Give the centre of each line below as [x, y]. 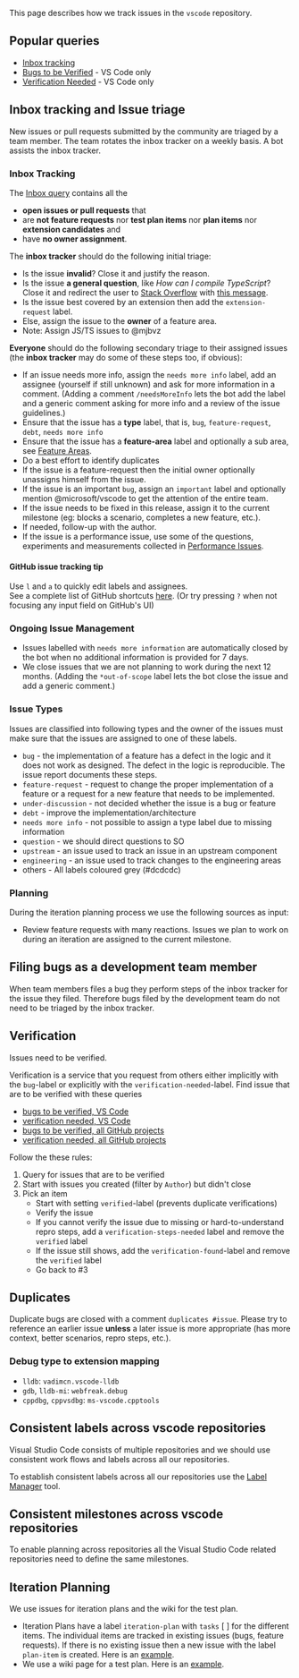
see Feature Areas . [57, 450]
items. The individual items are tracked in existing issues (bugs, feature [153, 1636]
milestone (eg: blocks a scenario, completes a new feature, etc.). [141, 517]
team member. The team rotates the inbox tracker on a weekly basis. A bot [146, 141]
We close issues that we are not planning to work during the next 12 [147, 667]
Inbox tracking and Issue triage [97, 110]
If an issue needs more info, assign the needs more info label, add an [149, 374]
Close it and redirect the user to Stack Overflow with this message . [145, 292]
